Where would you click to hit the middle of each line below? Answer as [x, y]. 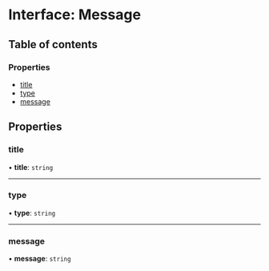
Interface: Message [75, 15]
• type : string [32, 212]
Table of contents [53, 44]
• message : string [40, 259]
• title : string [31, 167]
